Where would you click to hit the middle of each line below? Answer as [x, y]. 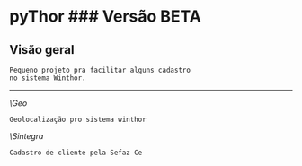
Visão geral [42, 50]
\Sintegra [27, 136]
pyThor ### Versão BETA [106, 17]
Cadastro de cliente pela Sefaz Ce [76, 153]
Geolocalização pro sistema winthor [78, 119]
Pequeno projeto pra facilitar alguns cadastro [100, 70]
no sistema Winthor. [48, 78]
